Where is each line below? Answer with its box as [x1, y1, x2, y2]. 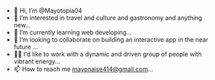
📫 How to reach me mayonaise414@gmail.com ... [13, 65, 153, 73]
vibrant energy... [13, 57, 60, 65]
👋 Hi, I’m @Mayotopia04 [13, 7, 82, 14]
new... [13, 21, 31, 29]
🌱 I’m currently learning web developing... [13, 28, 132, 36]
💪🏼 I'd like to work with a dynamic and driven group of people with [13, 50, 202, 58]
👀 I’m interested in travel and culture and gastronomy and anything [13, 14, 203, 22]
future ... [13, 43, 38, 51]
